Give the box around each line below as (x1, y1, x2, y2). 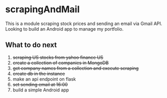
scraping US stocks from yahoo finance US (12, 54, 103, 60)
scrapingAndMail (5, 4, 80, 15)
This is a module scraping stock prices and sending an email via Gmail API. (5, 20, 162, 27)
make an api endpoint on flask (12, 76, 76, 82)
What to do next (5, 41, 57, 50)
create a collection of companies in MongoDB (12, 60, 109, 66)
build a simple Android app (12, 87, 69, 93)
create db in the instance (12, 70, 65, 77)
